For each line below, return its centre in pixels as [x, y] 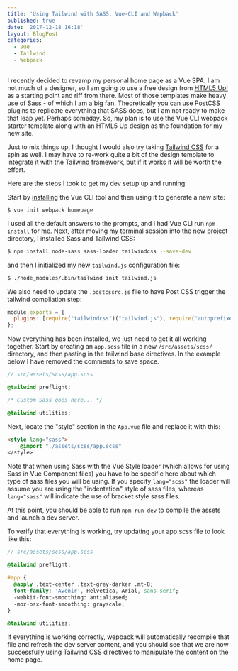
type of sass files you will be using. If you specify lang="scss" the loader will [119, 481]
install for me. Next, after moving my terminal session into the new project [118, 231]
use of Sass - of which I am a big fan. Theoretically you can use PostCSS [114, 103]
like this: [19, 539]
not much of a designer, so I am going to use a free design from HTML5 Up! [118, 88]
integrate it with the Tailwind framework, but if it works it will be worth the [114, 162]
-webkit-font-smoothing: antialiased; [71, 597]
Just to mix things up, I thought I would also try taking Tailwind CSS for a [113, 147]
